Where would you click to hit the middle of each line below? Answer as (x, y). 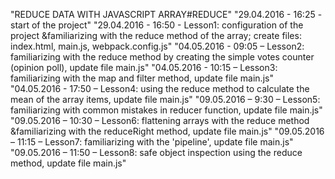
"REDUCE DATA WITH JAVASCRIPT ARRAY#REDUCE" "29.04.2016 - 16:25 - (166, 14)
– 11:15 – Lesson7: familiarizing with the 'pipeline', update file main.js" (152, 142)
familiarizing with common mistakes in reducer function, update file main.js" (166, 110)
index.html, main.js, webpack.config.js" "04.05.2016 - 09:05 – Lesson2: (157, 46)
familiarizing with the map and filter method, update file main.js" (142, 78)
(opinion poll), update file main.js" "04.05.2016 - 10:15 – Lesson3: (144, 67)
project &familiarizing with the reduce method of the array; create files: (156, 35)
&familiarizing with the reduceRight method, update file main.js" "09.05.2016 (167, 131)
